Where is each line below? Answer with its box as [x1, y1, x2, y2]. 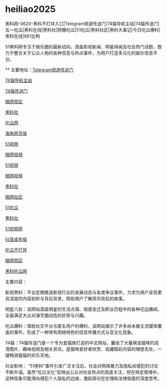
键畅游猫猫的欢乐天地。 [5, 352, 53, 358]
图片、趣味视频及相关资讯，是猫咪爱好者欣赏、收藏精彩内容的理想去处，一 [9, 346, 162, 352]
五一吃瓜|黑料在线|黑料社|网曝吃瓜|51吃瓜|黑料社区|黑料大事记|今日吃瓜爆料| [5, 26, 161, 33]
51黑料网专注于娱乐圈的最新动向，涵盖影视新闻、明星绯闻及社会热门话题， [5, 43, 158, 49]
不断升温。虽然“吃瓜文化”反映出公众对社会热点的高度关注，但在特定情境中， [5, 369, 162, 375]
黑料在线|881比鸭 [5, 33, 40, 39]
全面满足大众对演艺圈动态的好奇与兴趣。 [5, 312, 88, 318]
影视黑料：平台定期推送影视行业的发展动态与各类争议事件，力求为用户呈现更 [5, 289, 162, 295]
